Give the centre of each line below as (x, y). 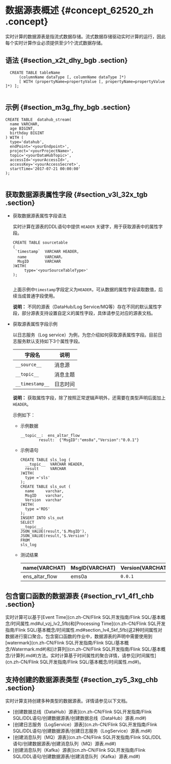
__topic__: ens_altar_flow (50, 436)
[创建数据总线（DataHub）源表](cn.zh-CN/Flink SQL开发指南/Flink (82, 712)
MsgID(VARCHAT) (93, 568)
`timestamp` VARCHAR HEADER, (47, 252)
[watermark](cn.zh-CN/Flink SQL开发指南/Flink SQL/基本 (65, 643)
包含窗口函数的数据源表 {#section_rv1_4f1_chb (80, 596)
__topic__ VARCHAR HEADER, (55, 465)
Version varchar (43, 500)
